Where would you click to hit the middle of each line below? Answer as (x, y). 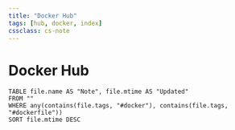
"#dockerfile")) (35, 113)
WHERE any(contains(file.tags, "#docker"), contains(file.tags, (118, 106)
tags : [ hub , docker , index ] (56, 23)
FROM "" (21, 99)
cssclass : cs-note (39, 30)
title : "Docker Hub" (43, 16)
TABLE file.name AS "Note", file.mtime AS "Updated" (99, 92)
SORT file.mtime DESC (45, 120)
